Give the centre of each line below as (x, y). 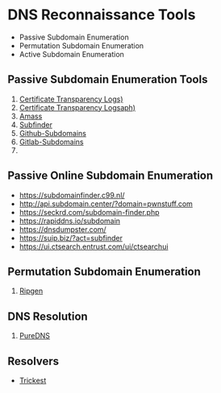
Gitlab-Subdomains (51, 142)
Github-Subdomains (52, 133)
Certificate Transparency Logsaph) (77, 107)
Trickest (33, 381)
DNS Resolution (48, 316)
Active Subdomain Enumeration (71, 54)
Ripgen (31, 291)
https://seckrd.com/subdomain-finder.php (89, 212)
